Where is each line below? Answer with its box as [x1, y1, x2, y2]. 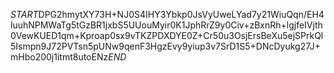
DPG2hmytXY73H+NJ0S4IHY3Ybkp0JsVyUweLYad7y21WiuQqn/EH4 [38, 9, 325, 20]
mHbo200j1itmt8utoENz [10, 51, 109, 63]
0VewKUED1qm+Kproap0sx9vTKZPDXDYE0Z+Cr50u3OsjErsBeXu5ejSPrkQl [10, 30, 324, 41]
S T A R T [10, 9, 39, 20]
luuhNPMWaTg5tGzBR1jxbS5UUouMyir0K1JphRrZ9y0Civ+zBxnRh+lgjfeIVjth [10, 19, 323, 31]
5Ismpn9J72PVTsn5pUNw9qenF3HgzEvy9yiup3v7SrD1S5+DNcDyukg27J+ [10, 40, 322, 52]
